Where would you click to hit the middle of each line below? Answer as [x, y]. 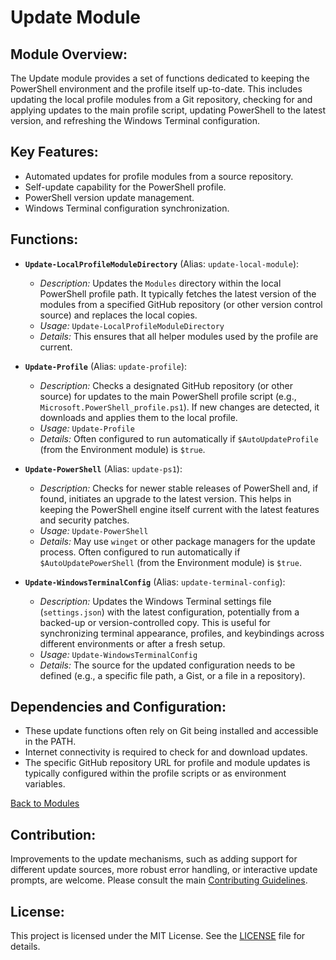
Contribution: [53, 834]
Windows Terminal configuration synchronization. [127, 208]
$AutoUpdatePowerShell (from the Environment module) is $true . [170, 562]
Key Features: [54, 152]
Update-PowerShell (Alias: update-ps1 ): [103, 468]
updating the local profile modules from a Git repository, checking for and [161, 99]
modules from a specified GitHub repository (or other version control [181, 304]
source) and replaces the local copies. [118, 315]
